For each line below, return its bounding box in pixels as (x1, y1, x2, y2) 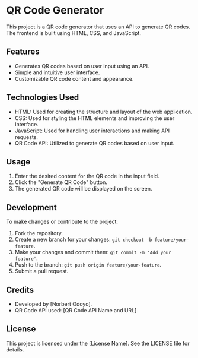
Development (6, 202, 58, 213)
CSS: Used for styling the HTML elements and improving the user (14, 114, 175, 122)
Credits (6, 284, 34, 294)
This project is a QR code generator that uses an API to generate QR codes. (6, 23, 191, 30)
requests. (14, 133, 39, 140)
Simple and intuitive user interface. (14, 69, 100, 76)
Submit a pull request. (14, 268, 69, 275)
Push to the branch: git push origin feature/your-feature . (14, 261, 162, 268)
